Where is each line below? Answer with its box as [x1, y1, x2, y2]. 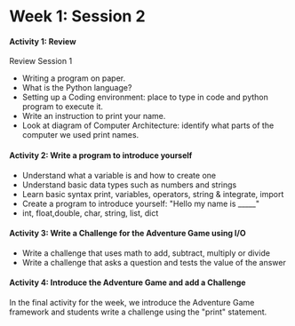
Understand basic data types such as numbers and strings [21, 179, 237, 190]
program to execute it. [21, 101, 104, 112]
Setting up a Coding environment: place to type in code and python [21, 91, 268, 103]
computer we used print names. [21, 130, 140, 140]
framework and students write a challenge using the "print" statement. [9, 306, 267, 317]
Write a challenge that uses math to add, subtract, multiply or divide [21, 247, 271, 258]
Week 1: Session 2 [9, 6, 146, 27]
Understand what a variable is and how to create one [21, 170, 216, 180]
